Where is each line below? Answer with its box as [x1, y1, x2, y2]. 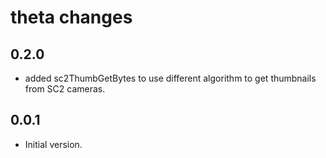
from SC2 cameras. [24, 83, 106, 95]
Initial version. [24, 138, 83, 150]
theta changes [10, 6, 133, 29]
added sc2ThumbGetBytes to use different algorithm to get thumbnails [24, 72, 317, 84]
